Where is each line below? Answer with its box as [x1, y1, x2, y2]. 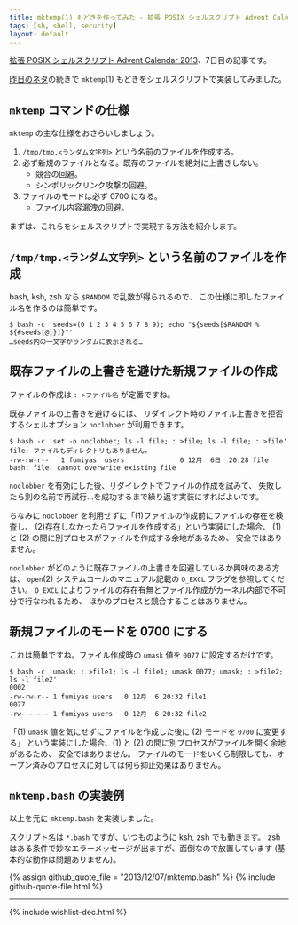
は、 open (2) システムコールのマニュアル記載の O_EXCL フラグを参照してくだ [9, 573, 286, 584]
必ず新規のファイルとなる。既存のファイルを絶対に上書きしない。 [21, 157, 263, 169]
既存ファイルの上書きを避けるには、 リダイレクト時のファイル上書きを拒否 [9, 408, 284, 419]
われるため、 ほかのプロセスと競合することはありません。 [39, 595, 252, 606]
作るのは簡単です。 [32, 303, 102, 313]
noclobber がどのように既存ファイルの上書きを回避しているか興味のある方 [9, 562, 280, 573]
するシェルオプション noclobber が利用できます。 [9, 419, 189, 429]
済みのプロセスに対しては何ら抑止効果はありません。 [32, 759, 226, 770]
